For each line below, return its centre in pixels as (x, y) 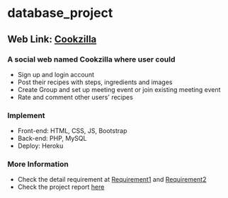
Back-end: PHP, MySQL (52, 139)
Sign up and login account (56, 74)
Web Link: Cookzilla (52, 39)
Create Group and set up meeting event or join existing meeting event (119, 89)
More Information (38, 164)
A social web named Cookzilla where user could (91, 59)
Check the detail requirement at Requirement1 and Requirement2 (112, 180)
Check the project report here (61, 187)
